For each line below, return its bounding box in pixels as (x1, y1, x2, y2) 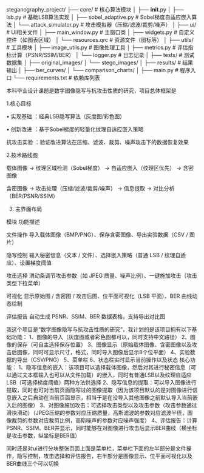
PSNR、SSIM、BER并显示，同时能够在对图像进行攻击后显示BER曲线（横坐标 (6, 424, 198, 431)
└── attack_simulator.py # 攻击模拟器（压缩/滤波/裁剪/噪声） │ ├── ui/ (18, 21, 197, 28)
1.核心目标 (6, 100, 32, 107)
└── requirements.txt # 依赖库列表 (13, 74, 100, 81)
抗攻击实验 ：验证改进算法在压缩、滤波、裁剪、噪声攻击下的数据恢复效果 (6, 139, 189, 146)
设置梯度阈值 (19, 259, 52, 266)
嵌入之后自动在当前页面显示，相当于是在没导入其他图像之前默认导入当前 (11, 394, 192, 401)
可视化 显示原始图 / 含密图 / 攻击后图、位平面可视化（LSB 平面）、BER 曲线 (6, 292, 192, 300)
